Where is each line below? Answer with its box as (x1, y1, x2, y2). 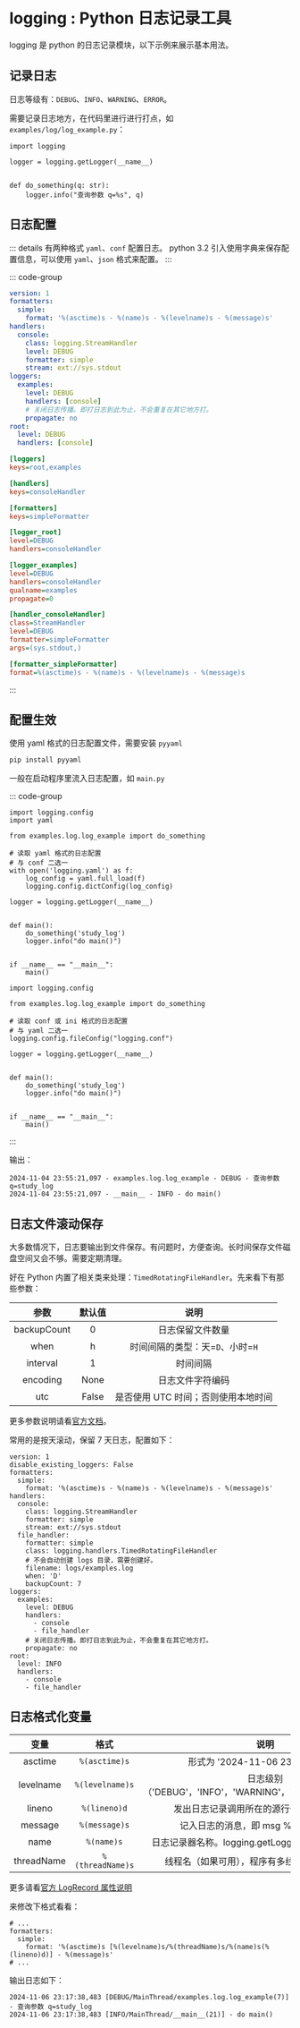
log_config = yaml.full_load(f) (25, 874, 146, 883)
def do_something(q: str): (9, 181, 110, 190)
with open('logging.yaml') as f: (9, 866, 134, 875)
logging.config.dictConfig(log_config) (25, 882, 174, 891)
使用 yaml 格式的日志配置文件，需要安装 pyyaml (9, 737, 183, 748)
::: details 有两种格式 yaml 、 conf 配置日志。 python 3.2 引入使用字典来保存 (9, 243, 282, 253)
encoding (21, 1374, 62, 1386)
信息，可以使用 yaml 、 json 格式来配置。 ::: (16, 253, 172, 264)
